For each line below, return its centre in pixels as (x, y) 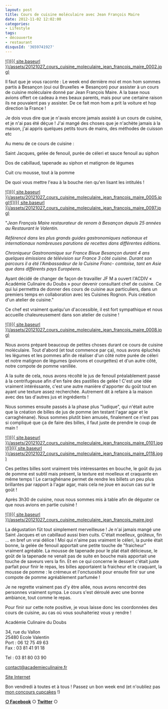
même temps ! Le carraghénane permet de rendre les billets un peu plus (79, 479)
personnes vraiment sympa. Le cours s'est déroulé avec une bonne (74, 592)
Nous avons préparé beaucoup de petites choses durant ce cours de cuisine (84, 344)
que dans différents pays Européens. (43, 268)
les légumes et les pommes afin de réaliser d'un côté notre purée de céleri (82, 355)
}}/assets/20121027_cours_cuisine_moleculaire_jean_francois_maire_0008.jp (84, 329)
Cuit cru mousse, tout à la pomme (40, 172)
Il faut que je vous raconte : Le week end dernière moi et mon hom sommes (83, 81)
